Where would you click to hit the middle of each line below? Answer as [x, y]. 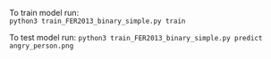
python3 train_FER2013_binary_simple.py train [97, 21]
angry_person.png [42, 46]
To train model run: [44, 13]
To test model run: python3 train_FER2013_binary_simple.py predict [136, 37]
